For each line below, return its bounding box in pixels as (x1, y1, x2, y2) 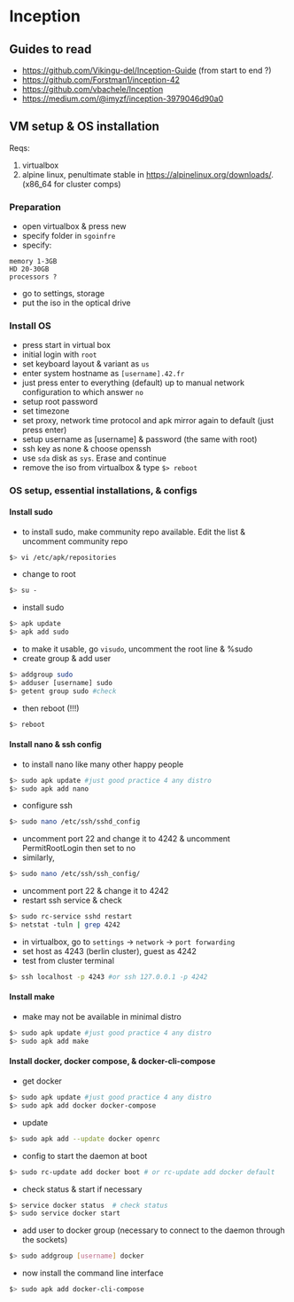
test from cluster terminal (21, 955, 115, 966)
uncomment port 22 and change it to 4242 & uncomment (21, 833, 230, 844)
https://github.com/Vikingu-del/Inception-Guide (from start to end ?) (21, 65, 272, 75)
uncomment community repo (21, 535, 128, 547)
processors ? (9, 272, 58, 281)
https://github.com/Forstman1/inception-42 (21, 75, 180, 85)
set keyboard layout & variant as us (21, 359, 150, 369)
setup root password (21, 397, 98, 407)
